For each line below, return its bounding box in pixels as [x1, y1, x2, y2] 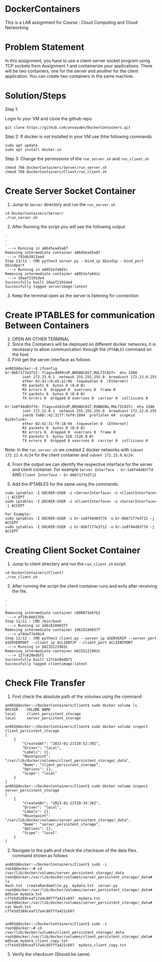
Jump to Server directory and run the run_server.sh [12, 202, 116, 207]
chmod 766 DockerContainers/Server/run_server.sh [5, 165, 107, 170]
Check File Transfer [5, 677, 86, 688]
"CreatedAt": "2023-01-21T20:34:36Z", [22, 800, 101, 806]
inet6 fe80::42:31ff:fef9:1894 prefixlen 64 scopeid [22, 413, 135, 418]
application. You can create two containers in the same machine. [5, 73, 134, 79]
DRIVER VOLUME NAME [5, 707, 51, 712]
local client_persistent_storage [5, 711, 81, 716]
